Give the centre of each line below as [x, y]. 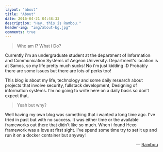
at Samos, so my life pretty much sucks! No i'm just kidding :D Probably [76, 66]
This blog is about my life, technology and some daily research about [74, 80]
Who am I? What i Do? [39, 46]
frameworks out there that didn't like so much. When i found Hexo [71, 125]
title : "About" [20, 14]
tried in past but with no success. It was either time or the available [72, 120]
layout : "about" [21, 9]
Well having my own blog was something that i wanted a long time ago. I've [80, 114]
